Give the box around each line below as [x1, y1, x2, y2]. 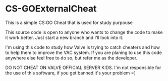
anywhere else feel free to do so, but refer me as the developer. [5, 54, 138, 60]
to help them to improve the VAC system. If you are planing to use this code [5, 49, 162, 55]
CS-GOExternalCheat [5, 3, 97, 14]
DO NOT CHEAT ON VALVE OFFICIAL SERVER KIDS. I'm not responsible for [5, 64, 161, 70]
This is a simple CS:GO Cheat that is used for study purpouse [5, 19, 133, 25]
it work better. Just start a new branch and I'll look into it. [5, 34, 124, 40]
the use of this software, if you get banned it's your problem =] [5, 69, 136, 75]
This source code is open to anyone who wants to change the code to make [5, 29, 163, 35]
